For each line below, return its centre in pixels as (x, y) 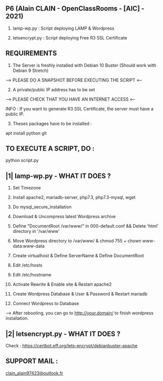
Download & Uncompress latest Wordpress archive (64, 217)
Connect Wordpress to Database (46, 304)
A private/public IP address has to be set (54, 89)
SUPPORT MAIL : (32, 361)
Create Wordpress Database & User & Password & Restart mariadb (80, 294)
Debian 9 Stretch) (30, 70)
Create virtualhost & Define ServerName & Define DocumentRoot (78, 256)
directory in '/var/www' (36, 231)
